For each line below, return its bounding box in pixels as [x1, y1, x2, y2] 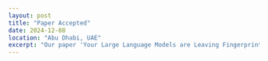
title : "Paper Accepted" [8, 19, 91, 27]
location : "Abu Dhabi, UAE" [8, 33, 102, 42]
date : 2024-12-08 [8, 26, 66, 34]
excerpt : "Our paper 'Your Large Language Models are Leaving [8, 41, 219, 49]
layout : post [8, 11, 52, 20]
